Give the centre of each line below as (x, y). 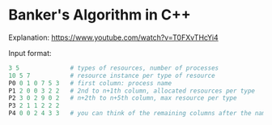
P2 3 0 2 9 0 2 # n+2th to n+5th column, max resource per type (123, 98)
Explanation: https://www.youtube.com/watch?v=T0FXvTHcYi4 (113, 37)
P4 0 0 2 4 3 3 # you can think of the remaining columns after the (130, 114)
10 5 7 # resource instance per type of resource (112, 75)
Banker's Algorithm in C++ (100, 15)
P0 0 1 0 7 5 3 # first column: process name (90, 83)
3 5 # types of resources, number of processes (114, 68)
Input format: (30, 53)
